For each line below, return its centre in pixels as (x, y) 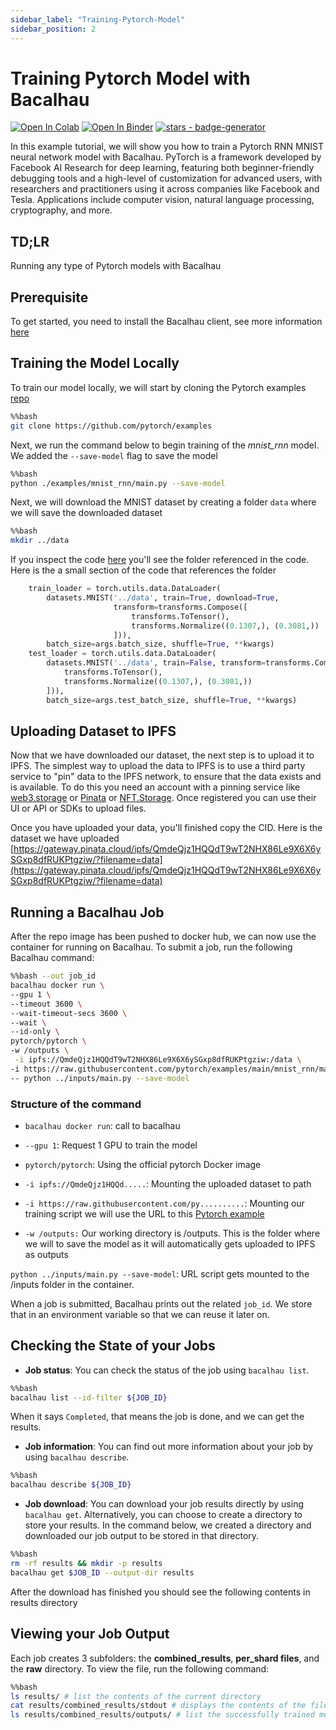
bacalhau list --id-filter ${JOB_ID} (89, 1397)
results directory (44, 1602)
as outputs (46, 1254)
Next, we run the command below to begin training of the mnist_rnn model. (165, 445)
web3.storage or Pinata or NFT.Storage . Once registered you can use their (163, 798)
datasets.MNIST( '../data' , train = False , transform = (156, 663)
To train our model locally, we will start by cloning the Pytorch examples (158, 387)
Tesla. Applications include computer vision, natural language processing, (162, 200)
